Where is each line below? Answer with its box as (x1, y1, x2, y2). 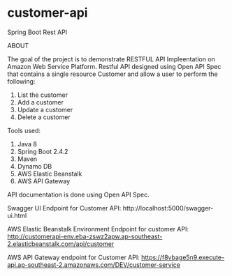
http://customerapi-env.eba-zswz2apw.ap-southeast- (7, 232, 163, 240)
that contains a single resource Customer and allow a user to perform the (7, 70, 218, 78)
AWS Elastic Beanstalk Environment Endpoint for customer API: (7, 224, 189, 233)
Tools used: (7, 126, 41, 135)
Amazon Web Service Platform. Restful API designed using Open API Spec (7, 62, 222, 70)
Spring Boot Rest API (7, 28, 68, 36)
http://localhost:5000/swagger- (122, 204, 214, 212)
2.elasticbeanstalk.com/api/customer (7, 239, 115, 248)
